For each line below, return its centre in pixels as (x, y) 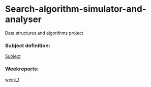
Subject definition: (28, 45)
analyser (23, 19)
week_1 (12, 80)
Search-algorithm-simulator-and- (76, 9)
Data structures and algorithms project (44, 33)
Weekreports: (22, 69)
